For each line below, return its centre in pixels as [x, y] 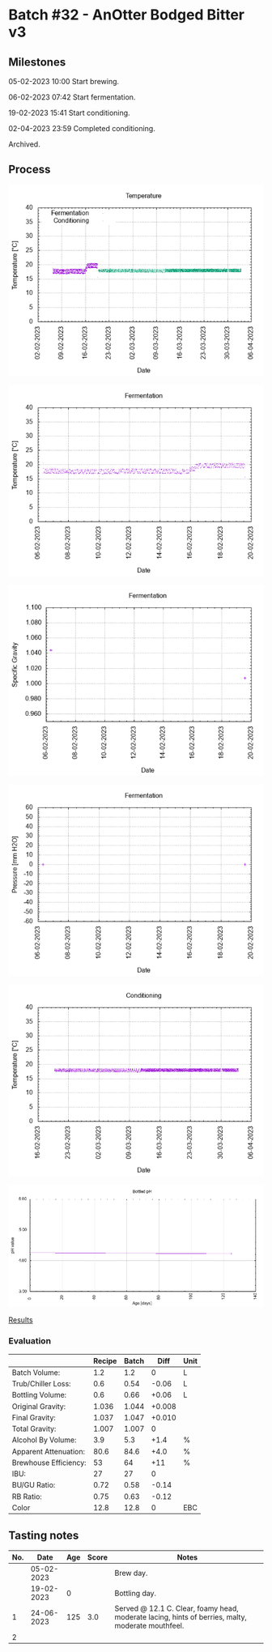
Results [21, 1320]
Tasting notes [44, 1535]
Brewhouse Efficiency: [49, 1463]
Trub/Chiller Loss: [41, 1384]
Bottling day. [135, 1593]
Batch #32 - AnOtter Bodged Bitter [127, 15]
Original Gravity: [39, 1406]
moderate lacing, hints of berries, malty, [181, 1617]
